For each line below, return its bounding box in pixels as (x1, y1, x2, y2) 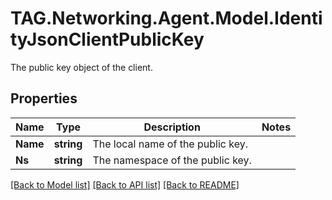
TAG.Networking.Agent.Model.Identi (10, 7, 323, 30)
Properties (10, 90, 78, 107)
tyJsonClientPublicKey (10, 28, 205, 51)
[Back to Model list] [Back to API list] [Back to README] (10, 178, 240, 191)
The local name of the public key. (92, 137, 248, 151)
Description (143, 120, 201, 134)
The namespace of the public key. (92, 153, 252, 167)
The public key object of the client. (10, 61, 153, 73)
